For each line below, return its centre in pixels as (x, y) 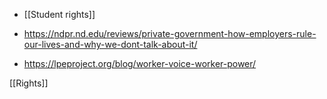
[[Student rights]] (59, 14)
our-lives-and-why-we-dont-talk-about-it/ (110, 44)
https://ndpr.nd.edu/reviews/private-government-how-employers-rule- (170, 33)
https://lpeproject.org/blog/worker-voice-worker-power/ (140, 63)
